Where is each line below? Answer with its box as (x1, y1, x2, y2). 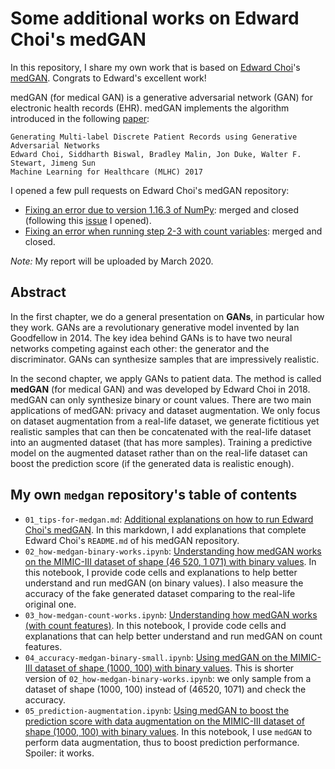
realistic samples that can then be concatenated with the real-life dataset (10, 425, 312, 437)
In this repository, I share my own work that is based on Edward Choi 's (10, 61, 301, 73)
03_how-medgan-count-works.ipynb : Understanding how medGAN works (24, 608, 318, 621)
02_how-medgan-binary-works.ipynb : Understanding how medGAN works (24, 545, 322, 557)
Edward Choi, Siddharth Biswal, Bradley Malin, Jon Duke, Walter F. (10, 149, 302, 159)
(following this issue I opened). (24, 214, 152, 226)
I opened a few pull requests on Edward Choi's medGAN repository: (10, 184, 290, 196)
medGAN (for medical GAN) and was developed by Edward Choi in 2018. (10, 383, 311, 395)
